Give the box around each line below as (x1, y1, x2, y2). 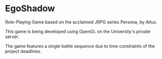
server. (5, 34, 20, 39)
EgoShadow (5, 3, 55, 14)
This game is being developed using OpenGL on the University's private (5, 28, 151, 34)
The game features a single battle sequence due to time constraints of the (5, 43, 155, 49)
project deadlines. (5, 48, 42, 54)
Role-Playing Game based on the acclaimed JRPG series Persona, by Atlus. (5, 19, 158, 25)
